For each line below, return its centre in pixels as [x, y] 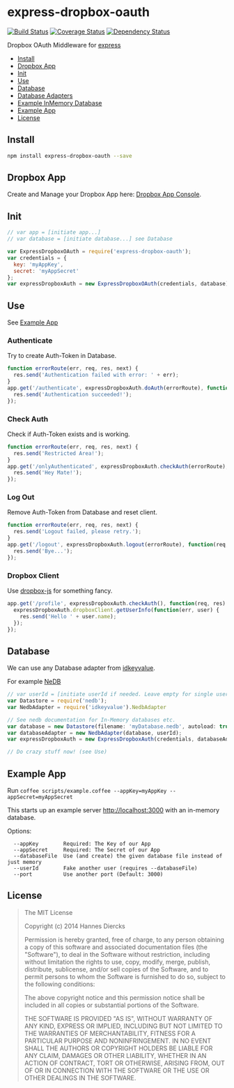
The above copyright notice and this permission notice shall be [115, 997]
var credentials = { [37, 258]
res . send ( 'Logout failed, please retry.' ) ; [77, 532]
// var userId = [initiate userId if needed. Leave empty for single [110, 694]
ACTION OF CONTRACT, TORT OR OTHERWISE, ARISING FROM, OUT [124, 1063]
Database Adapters [45, 96]
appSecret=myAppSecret [40, 797]
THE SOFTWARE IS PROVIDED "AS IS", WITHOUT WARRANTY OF [118, 1018]
